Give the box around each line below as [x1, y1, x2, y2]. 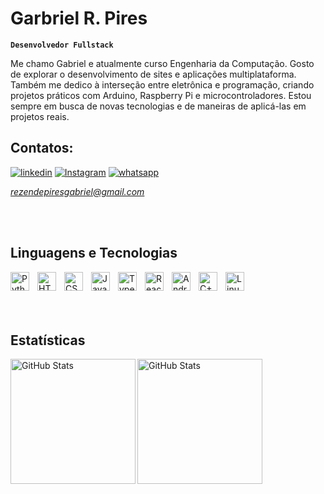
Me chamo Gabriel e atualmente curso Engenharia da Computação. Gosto [10, 57, 315, 69]
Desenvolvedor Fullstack [10, 40, 114, 50]
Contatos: [10, 140, 74, 157]
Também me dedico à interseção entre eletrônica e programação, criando [10, 78, 315, 91]
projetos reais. [10, 110, 70, 122]
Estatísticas [10, 332, 86, 349]
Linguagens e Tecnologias [10, 245, 178, 262]
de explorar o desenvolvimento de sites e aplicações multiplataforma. [10, 68, 297, 80]
